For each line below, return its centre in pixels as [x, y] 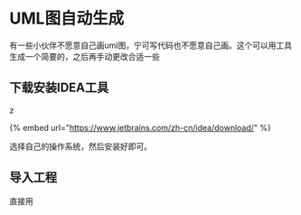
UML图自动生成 [67, 19]
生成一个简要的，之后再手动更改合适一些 [85, 56]
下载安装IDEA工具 [59, 88]
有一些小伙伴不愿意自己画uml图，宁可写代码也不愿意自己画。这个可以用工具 [150, 45]
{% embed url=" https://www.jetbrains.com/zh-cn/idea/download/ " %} [140, 127]
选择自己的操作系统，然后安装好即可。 [80, 146]
